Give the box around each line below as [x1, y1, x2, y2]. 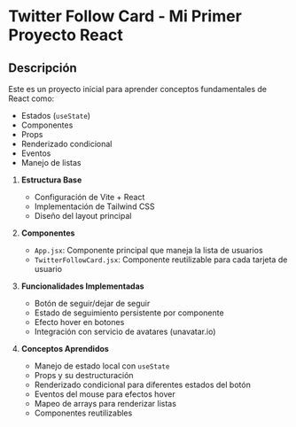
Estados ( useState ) [20, 111, 90, 120]
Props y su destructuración [34, 370, 134, 380]
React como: [8, 93, 55, 104]
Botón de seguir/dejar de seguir [34, 299, 151, 308]
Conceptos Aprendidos [20, 344, 110, 353]
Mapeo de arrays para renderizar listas [34, 399, 176, 408]
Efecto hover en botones [34, 317, 125, 327]
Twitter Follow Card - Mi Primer [8, 6, 243, 27]
